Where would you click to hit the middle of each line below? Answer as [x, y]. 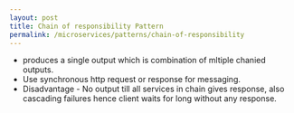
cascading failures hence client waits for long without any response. [150, 99]
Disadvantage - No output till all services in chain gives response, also [153, 89]
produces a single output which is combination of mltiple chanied [144, 61]
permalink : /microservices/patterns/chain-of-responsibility [127, 34]
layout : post [34, 18]
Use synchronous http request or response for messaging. [132, 80]
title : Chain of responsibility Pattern [87, 26]
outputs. [38, 70]
